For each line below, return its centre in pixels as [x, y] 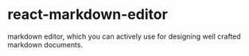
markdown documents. [45, 44]
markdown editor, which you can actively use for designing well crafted [124, 36]
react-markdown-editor [88, 15]
